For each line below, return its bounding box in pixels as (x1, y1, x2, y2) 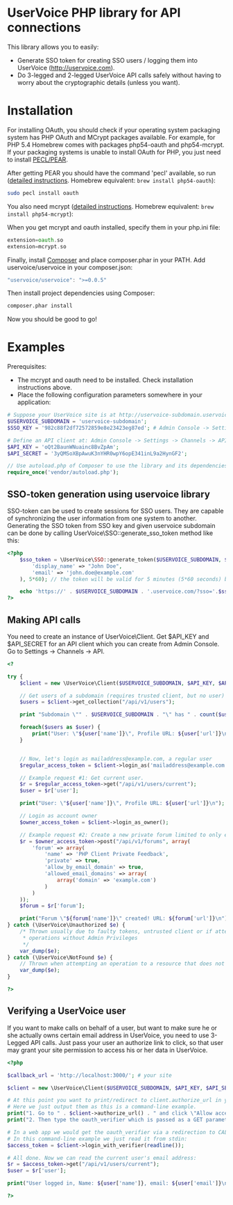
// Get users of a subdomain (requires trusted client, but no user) (19, 692, 225, 699)
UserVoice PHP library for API (7, 5, 181, 21)
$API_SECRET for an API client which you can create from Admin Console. (7, 639, 220, 648)
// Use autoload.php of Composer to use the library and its (7, 463, 188, 470)
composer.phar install (7, 303, 73, 310)
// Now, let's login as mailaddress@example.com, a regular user (19, 755, 213, 763)
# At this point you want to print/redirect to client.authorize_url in (7, 1097, 222, 1104)
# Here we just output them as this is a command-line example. (7, 1103, 197, 1110)
